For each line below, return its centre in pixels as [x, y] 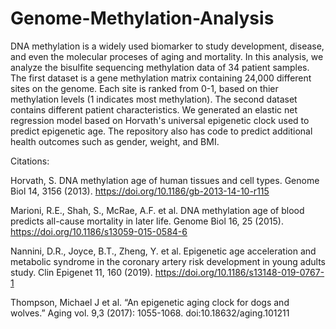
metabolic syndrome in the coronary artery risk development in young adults [168, 261]
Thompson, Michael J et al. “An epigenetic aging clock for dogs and [150, 302]
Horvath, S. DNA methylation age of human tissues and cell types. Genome [165, 180]
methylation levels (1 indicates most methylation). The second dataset [154, 99]
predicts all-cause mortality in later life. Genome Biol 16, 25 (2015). [147, 221]
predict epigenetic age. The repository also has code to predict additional [161, 131]
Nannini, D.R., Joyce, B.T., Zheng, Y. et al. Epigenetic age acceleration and [163, 251]
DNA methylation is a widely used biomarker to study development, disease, [167, 46]
